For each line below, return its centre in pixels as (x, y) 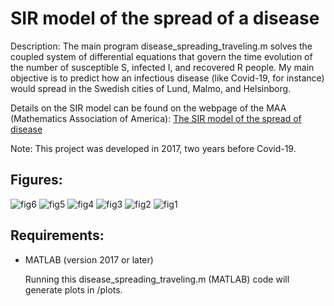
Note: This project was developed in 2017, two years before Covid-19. (153, 148)
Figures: (36, 180)
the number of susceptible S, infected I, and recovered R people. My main (162, 67)
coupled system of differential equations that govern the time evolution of (161, 56)
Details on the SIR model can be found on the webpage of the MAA (148, 108)
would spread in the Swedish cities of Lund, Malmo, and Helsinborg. (151, 88)
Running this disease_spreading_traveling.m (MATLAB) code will (157, 279)
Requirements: (57, 235)
